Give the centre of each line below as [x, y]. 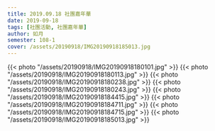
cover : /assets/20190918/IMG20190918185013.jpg [79, 47]
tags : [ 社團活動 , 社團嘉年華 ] [47, 27]
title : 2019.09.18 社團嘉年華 [49, 14]
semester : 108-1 [31, 40]
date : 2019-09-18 [33, 21]
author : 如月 [26, 34]
